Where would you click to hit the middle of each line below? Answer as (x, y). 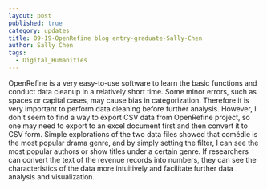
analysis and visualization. (51, 176)
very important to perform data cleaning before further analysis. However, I (132, 108)
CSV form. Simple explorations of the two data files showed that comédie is (133, 134)
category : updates (39, 30)
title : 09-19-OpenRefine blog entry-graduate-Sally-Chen (105, 38)
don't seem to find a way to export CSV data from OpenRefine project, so (129, 117)
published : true (35, 23)
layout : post (30, 16)
